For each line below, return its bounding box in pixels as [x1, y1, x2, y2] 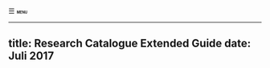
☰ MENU [8, 6, 28, 15]
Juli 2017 [8, 50, 55, 63]
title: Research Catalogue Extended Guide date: [8, 37, 252, 50]
